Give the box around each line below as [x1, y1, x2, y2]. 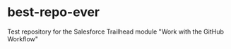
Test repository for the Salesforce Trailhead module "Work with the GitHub [7, 27, 224, 36]
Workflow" [7, 34, 39, 43]
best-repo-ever [7, 4, 100, 20]
